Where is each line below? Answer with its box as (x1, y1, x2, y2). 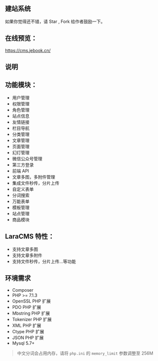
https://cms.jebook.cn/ (5, 47, 51, 53)
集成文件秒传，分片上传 (12, 180, 59, 186)
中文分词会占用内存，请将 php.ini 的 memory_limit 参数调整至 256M (17, 350, 154, 356)
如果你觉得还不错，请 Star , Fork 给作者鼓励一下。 (5, 19, 105, 24)
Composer (12, 287, 34, 293)
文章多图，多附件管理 (12, 174, 55, 180)
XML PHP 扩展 (12, 322, 41, 328)
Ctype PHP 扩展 (12, 329, 44, 335)
